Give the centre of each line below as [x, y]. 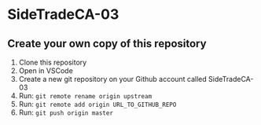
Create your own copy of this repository [107, 44]
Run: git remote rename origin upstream [85, 96]
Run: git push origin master [66, 112]
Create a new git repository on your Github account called [113, 79]
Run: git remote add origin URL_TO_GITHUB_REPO [97, 104]
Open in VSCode [46, 71]
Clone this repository [53, 62]
